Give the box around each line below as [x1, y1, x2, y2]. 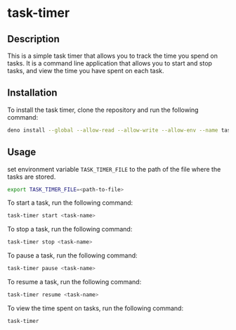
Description [7, 33, 60, 45]
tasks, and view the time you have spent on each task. [7, 67, 164, 75]
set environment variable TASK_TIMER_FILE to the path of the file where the [7, 165, 221, 173]
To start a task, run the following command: [7, 198, 133, 207]
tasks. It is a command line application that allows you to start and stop [7, 59, 213, 68]
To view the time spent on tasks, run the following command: [7, 304, 184, 312]
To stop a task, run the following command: [7, 225, 133, 234]
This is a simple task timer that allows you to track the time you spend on [7, 51, 218, 60]
